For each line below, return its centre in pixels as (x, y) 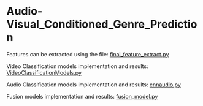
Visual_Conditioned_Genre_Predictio (102, 24)
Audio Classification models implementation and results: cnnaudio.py (94, 85)
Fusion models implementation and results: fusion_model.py (82, 96)
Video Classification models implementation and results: (77, 66)
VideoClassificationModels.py (44, 72)
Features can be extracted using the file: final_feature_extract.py (88, 54)
